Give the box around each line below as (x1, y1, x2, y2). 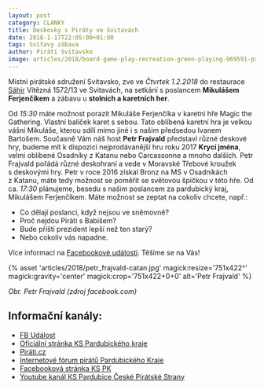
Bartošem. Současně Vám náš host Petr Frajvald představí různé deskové (8, 134, 247, 143)
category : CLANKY (8, 19, 65, 27)
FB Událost (19, 330, 56, 339)
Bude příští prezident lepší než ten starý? (19, 224, 152, 233)
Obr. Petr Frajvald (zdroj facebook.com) (8, 286, 137, 295)
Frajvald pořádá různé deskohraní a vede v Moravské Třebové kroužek (8, 159, 237, 168)
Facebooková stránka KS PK (19, 363, 112, 373)
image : (8, 56, 30, 64)
